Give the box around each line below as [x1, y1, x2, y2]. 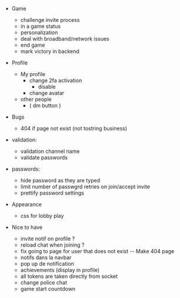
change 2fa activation [29, 77, 82, 84]
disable [38, 83, 56, 90]
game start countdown [20, 286, 76, 292]
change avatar [29, 90, 65, 96]
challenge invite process [20, 17, 80, 23]
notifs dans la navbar [20, 254, 72, 261]
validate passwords [20, 154, 68, 161]
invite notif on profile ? [20, 235, 75, 242]
